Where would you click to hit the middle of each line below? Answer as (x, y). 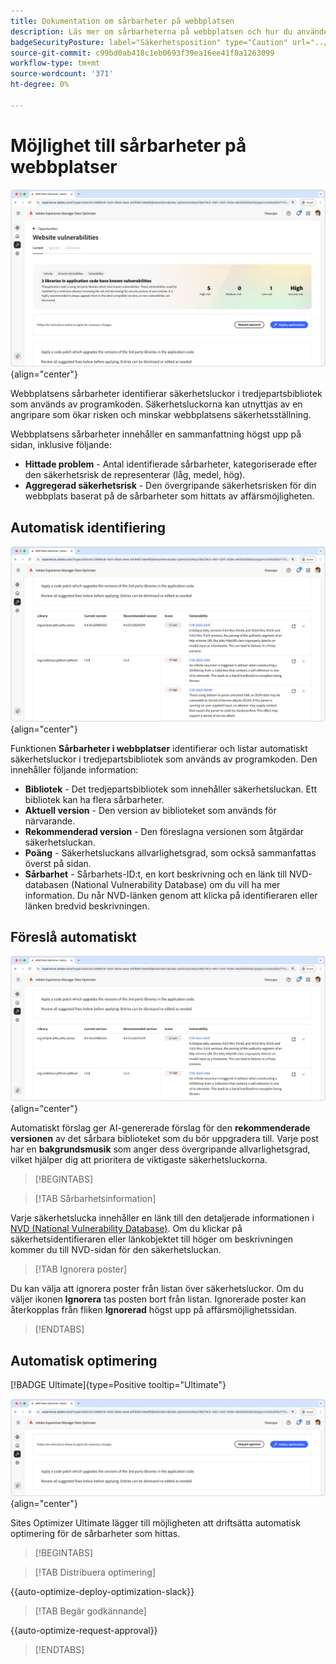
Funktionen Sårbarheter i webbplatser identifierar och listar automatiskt (159, 748)
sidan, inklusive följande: (61, 445)
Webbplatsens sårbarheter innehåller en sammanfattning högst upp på (156, 434)
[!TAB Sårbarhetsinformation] (95, 1199)
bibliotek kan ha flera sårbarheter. (94, 799)
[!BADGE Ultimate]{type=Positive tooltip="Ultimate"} (118, 1384)
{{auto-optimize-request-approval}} (84, 1631)
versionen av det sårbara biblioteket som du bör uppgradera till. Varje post (164, 1139)
